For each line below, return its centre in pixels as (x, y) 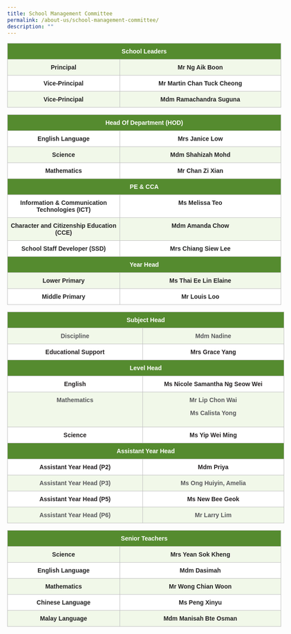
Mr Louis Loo (200, 297)
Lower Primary (64, 281)
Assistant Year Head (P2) (75, 467)
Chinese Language (64, 603)
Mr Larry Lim (213, 515)
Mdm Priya (214, 467)
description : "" (30, 26)
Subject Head (146, 320)
